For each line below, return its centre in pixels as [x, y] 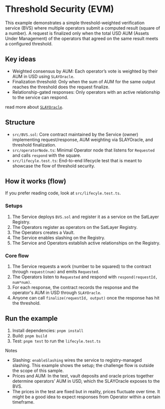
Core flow [17, 256]
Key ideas [20, 59]
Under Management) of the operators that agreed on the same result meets [82, 38]
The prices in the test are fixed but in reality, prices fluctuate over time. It [86, 391]
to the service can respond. [40, 97]
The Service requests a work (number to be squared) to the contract [82, 266]
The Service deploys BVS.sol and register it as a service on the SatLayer [85, 217]
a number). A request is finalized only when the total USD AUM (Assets [77, 33]
